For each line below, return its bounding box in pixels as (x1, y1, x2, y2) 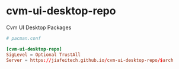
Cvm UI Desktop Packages (6, 24, 72, 31)
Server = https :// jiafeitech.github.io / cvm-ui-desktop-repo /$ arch (6, 57, 174, 63)
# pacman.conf (6, 35, 41, 41)
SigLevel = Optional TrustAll (6, 52, 81, 58)
